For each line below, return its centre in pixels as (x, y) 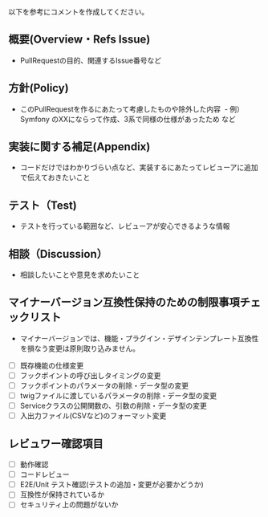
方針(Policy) (39, 88)
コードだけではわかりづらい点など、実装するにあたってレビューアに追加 (139, 168)
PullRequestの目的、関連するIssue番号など (91, 60)
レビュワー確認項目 (56, 444)
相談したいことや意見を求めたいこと (80, 275)
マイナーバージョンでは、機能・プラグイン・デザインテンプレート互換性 (139, 338)
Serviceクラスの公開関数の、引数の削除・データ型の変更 (113, 406)
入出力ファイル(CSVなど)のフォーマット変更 (93, 416)
